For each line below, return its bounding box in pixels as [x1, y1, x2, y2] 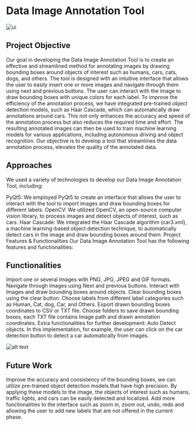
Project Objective [6, 40, 71, 50]
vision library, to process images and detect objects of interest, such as [6, 212, 178, 219]
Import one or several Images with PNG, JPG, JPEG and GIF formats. [6, 276, 171, 283]
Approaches [6, 160, 53, 171]
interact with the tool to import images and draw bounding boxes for [6, 200, 170, 207]
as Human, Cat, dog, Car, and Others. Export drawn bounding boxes [6, 301, 171, 308]
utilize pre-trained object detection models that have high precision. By [6, 383, 177, 390]
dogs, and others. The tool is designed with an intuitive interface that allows [6, 75, 189, 82]
